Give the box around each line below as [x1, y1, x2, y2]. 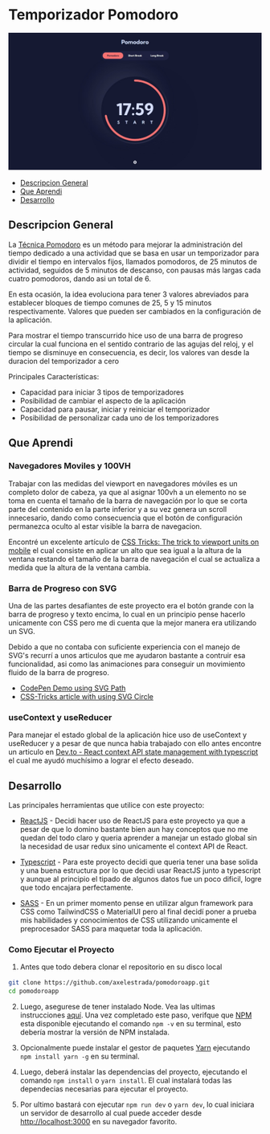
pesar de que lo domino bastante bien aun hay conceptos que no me [19, 825, 248, 833]
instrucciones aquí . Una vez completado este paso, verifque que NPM [19, 1010, 252, 1020]
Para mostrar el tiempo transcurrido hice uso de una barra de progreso [8, 330, 243, 340]
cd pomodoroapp [8, 987, 59, 996]
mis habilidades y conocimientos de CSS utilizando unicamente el [19, 915, 238, 925]
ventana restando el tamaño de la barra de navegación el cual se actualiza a [8, 554, 260, 563]
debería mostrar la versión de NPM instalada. [19, 1027, 170, 1038]
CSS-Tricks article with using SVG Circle [19, 691, 154, 701]
